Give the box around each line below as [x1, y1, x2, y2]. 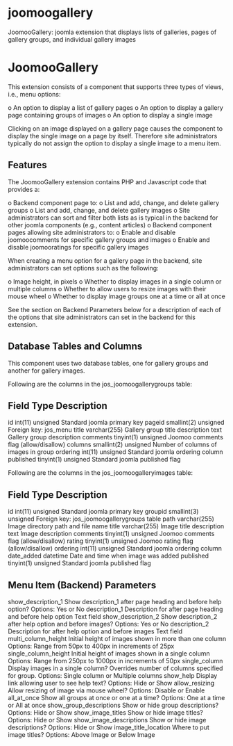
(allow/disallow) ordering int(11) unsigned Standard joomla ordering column [8, 544, 223, 553]
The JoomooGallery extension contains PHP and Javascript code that [8, 177, 207, 186]
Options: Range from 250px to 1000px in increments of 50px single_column [8, 656, 223, 665]
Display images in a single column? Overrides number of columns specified [8, 664, 223, 672]
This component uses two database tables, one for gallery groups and [8, 359, 209, 367]
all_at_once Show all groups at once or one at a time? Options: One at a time [8, 693, 225, 702]
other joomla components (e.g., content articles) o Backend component [8, 220, 212, 229]
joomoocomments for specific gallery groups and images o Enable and [8, 235, 210, 244]
